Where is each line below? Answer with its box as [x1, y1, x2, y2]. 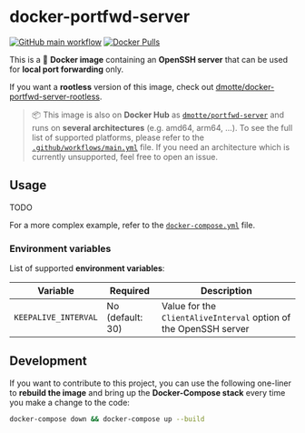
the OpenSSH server [162, 323, 250, 336]
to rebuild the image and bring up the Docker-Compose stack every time [9, 387, 286, 398]
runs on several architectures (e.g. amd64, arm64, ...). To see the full [31, 122, 293, 133]
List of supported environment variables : [9, 263, 165, 274]
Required [109, 285, 150, 297]
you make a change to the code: [9, 397, 130, 408]
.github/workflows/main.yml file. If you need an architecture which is [31, 141, 290, 152]
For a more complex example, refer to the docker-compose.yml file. [9, 219, 256, 230]
